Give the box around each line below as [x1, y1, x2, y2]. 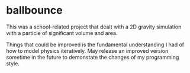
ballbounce [6, 4, 63, 17]
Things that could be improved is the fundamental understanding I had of [6, 41, 185, 48]
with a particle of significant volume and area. [6, 29, 118, 36]
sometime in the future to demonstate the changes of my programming [6, 53, 179, 61]
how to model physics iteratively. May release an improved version [6, 47, 169, 54]
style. [6, 60, 20, 67]
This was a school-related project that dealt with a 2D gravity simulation [6, 23, 182, 30]
